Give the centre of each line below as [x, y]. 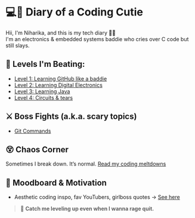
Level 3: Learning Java [42, 91]
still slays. [18, 45]
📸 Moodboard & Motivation [56, 182]
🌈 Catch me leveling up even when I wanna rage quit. [87, 209]
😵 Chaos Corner [37, 150]
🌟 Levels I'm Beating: [45, 64]
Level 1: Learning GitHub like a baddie [61, 78]
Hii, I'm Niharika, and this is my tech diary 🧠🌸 [61, 33]
